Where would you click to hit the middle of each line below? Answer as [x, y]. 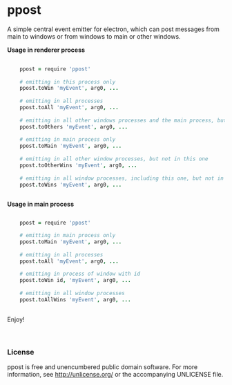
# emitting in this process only [68, 82]
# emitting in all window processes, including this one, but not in [122, 178]
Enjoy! [16, 319]
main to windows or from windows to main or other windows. [94, 36]
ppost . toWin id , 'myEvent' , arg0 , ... [75, 281]
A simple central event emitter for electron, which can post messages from [113, 29]
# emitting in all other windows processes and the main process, [117, 120]
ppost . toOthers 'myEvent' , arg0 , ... [74, 126]
